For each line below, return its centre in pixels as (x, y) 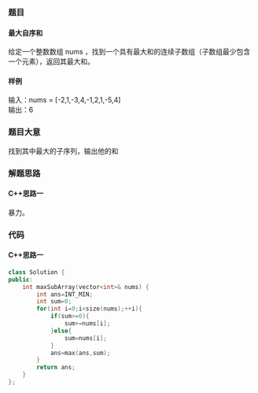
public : (21, 280)
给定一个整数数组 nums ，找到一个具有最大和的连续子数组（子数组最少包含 (129, 52)
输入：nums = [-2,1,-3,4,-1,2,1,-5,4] (64, 100)
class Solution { (37, 272)
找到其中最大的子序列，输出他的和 (63, 150)
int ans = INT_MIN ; (64, 294)
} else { (61, 331)
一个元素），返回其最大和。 (51, 61)
